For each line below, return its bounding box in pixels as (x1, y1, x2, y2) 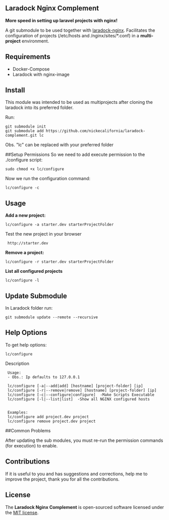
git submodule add (5, 129, 44, 134)
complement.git (5, 133, 37, 138)
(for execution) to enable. (5, 442, 58, 448)
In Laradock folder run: (5, 305, 53, 311)
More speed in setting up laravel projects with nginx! (5, 17, 118, 23)
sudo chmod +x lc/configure (5, 166, 65, 172)
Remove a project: (5, 250, 44, 256)
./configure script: (5, 157, 43, 163)
